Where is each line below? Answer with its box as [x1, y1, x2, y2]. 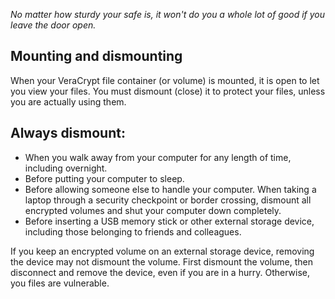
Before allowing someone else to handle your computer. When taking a [24, 183, 317, 195]
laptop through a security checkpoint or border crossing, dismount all [24, 194, 312, 206]
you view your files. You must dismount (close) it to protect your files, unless [10, 85, 326, 97]
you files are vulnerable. [10, 277, 110, 289]
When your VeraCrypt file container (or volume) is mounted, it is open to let [10, 74, 320, 86]
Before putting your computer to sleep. [24, 172, 185, 184]
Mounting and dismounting [10, 48, 183, 65]
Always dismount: [10, 125, 126, 142]
